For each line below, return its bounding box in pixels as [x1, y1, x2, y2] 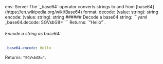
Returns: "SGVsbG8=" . [5, 55, 46, 61]
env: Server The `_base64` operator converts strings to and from [5, 4, 135, 9]
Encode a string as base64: [5, 30, 61, 36]
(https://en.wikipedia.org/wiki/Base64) [5, 9, 83, 15]
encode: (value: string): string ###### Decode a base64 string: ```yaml [5, 14, 147, 20]
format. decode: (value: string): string [83, 9, 159, 15]
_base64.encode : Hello [5, 45, 51, 51]
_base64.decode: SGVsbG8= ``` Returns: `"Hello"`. [5, 20, 106, 25]
